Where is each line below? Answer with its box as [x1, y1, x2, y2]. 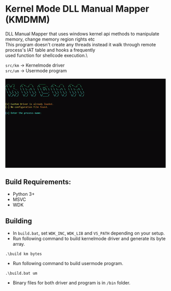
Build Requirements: [5, 178, 71, 186]
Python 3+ [12, 191, 35, 197]
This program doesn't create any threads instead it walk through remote [5, 41, 156, 47]
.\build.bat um [5, 271, 38, 276]
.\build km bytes [5, 251, 42, 257]
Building [5, 217, 32, 225]
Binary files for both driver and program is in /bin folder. [12, 280, 131, 286]
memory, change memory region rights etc [5, 36, 95, 42]
